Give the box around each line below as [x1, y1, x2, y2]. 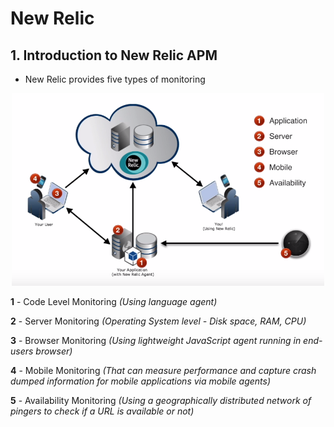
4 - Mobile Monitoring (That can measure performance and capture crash [10, 365, 317, 377]
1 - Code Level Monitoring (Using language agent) [10, 296, 218, 308]
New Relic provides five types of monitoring [24, 73, 206, 85]
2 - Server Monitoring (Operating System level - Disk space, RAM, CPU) [10, 315, 307, 327]
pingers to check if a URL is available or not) [10, 405, 195, 417]
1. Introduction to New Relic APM [10, 47, 218, 64]
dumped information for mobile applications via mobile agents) [10, 375, 272, 387]
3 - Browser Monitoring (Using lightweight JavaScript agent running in [10, 335, 302, 347]
